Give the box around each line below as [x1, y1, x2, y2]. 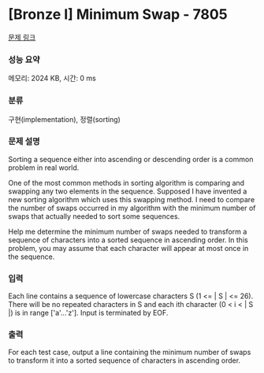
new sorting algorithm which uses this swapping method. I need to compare [8, 194, 255, 204]
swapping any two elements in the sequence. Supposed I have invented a [8, 186, 247, 196]
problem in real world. [8, 163, 80, 172]
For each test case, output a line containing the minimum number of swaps [8, 348, 251, 357]
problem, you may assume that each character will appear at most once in [8, 243, 249, 253]
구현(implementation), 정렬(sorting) [8, 114, 121, 124]
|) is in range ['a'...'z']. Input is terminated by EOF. [8, 308, 169, 318]
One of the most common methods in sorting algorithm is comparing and [8, 178, 245, 187]
